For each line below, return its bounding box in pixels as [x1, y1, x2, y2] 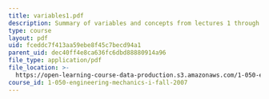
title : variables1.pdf [8, 11, 84, 20]
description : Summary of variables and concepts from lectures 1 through [8, 19, 260, 27]
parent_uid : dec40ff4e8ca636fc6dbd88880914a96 [8, 49, 167, 57]
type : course [8, 26, 52, 34]
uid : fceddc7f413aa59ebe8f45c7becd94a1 [8, 42, 142, 49]
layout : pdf [8, 34, 48, 42]
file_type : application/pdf [8, 57, 102, 65]
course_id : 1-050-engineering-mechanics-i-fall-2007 [8, 78, 188, 86]
